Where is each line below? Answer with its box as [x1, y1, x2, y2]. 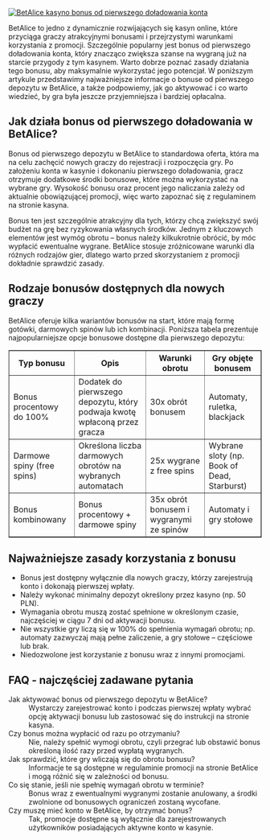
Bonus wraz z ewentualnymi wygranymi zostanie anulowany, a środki [28, 789, 258, 798]
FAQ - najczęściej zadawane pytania [8, 673, 194, 687]
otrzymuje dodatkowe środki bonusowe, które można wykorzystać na [8, 174, 239, 184]
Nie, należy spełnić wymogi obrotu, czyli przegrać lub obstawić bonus [28, 737, 261, 747]
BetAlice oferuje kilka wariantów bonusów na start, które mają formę [8, 315, 235, 325]
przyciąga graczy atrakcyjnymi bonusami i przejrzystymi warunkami [8, 32, 233, 41]
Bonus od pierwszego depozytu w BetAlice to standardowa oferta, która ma [8, 149, 260, 159]
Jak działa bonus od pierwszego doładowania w [8, 115, 253, 129]
